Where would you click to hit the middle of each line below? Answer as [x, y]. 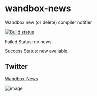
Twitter [17, 67]
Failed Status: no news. [29, 41]
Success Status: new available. [37, 51]
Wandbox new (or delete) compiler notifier [48, 22]
